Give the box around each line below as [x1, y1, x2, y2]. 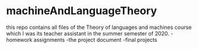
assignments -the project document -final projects [33, 36, 157, 43]
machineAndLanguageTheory [6, 4, 157, 18]
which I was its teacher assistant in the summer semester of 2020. [6, 30, 170, 37]
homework [6, 36, 33, 43]
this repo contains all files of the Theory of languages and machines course [6, 24, 192, 31]
